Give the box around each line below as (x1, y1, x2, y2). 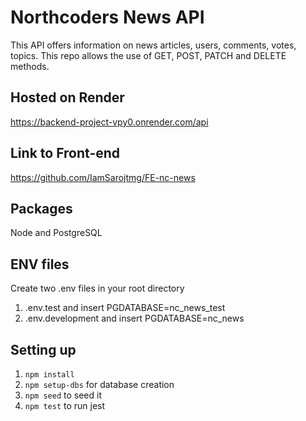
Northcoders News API (10, 6, 205, 29)
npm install (24, 370, 75, 380)
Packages (10, 200, 73, 217)
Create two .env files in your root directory (10, 282, 185, 295)
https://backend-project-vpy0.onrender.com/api (10, 116, 209, 128)
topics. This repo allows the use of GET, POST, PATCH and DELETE (10, 49, 287, 61)
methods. (10, 60, 50, 72)
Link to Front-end (10, 145, 121, 162)
